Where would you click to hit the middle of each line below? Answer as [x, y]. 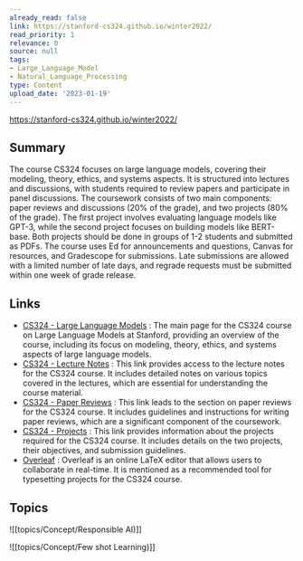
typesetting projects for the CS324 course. [102, 480]
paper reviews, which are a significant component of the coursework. [152, 422]
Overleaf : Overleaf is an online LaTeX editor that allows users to [142, 460]
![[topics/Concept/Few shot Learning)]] [82, 547]
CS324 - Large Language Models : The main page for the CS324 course [157, 326]
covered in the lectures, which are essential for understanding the [145, 383]
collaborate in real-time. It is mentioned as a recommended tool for [147, 470]
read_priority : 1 [42, 34]
